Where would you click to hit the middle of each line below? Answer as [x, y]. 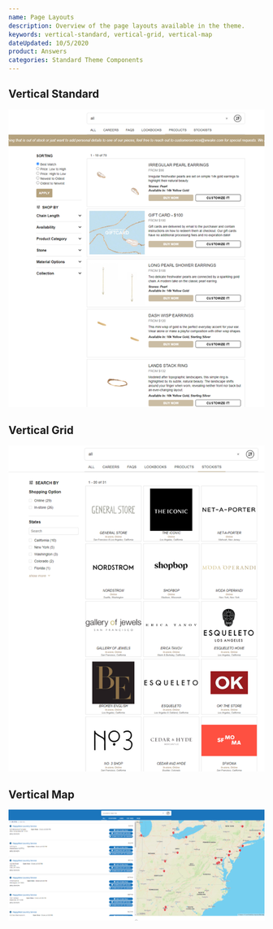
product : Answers [38, 52]
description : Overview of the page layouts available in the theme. [127, 26]
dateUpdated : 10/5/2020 [49, 43]
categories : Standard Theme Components [76, 60]
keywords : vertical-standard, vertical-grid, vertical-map [110, 34]
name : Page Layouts [41, 17]
